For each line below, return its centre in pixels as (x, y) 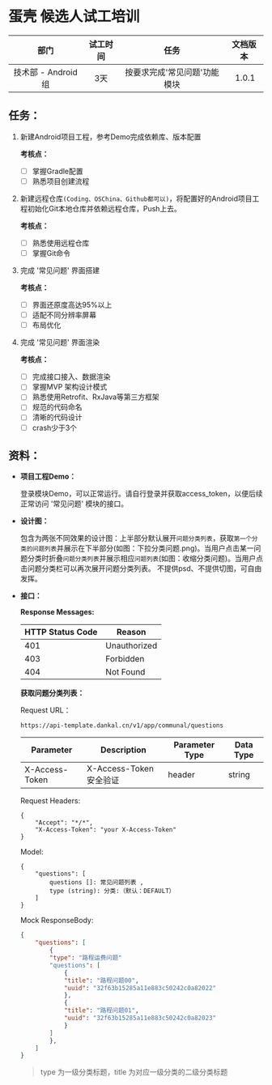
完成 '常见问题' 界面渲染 (60, 343)
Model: (32, 852)
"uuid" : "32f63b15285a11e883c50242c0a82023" (140, 1018)
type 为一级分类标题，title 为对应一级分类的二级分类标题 (134, 1072)
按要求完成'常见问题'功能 (172, 72)
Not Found (125, 672)
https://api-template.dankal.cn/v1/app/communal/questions (122, 725)
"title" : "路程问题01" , (101, 1011)
